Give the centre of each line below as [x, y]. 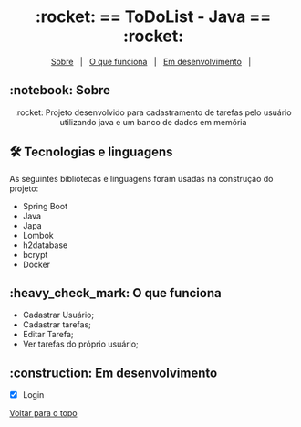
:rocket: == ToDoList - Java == [153, 17]
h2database [45, 245]
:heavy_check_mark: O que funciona [115, 293]
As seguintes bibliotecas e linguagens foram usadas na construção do [141, 178]
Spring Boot [45, 206]
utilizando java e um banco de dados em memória [153, 122]
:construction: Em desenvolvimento [114, 373]
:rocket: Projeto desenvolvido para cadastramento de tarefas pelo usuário [153, 112]
